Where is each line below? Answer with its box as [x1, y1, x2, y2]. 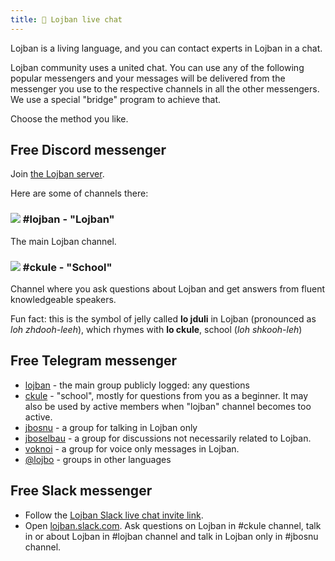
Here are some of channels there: [10, 187, 149, 200]
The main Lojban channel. [10, 235, 117, 247]
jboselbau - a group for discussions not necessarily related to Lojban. [24, 432, 312, 444]
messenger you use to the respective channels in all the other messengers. [10, 82, 320, 95]
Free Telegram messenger [10, 352, 178, 370]
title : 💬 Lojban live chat [10, 14, 123, 25]
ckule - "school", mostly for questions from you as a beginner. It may [24, 389, 309, 401]
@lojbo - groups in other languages [24, 453, 172, 465]
